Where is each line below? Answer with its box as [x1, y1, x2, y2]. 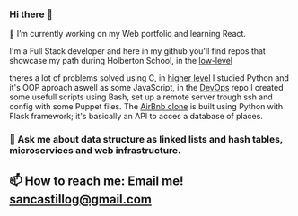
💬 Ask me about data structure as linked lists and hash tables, [9, 134, 284, 146]
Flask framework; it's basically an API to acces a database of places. [9, 111, 263, 122]
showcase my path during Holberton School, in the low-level [9, 56, 233, 66]
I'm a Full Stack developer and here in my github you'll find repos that [9, 46, 267, 56]
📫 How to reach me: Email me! [9, 173, 184, 188]
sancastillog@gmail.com [9, 192, 153, 207]
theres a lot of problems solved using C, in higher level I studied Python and [9, 73, 290, 83]
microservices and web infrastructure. [9, 144, 181, 157]
